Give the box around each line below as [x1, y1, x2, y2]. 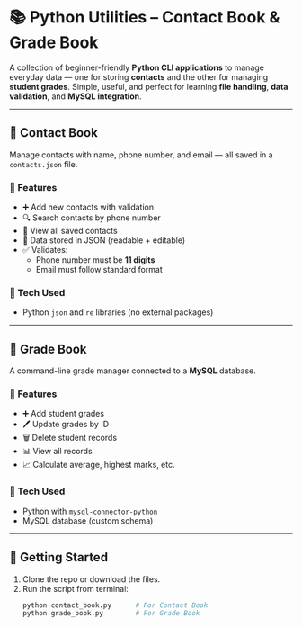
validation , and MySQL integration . [9, 91, 142, 102]
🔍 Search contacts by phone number [22, 212, 162, 223]
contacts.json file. [9, 158, 78, 169]
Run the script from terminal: [22, 583, 129, 594]
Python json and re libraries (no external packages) [22, 307, 214, 318]
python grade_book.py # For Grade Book [22, 609, 200, 618]
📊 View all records [22, 446, 93, 457]
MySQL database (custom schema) [22, 515, 154, 526]
